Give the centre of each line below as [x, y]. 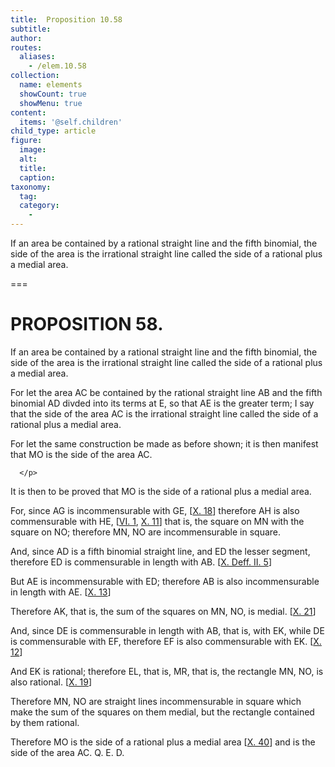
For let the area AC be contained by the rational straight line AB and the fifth [166, 392]
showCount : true [53, 94]
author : [26, 38]
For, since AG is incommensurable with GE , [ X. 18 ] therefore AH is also [155, 510]
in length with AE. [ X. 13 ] [61, 592]
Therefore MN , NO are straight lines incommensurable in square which [156, 701]
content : [28, 112]
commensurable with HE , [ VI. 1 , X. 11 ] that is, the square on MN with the [157, 521]
